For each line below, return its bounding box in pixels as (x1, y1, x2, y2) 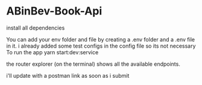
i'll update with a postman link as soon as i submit (6, 72, 130, 79)
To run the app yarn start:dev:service (6, 48, 99, 55)
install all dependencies (6, 24, 65, 31)
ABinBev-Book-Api (6, 4, 103, 18)
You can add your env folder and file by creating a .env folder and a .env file (6, 36, 195, 43)
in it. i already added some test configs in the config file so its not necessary (6, 42, 196, 49)
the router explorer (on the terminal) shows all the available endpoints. (6, 60, 181, 68)
